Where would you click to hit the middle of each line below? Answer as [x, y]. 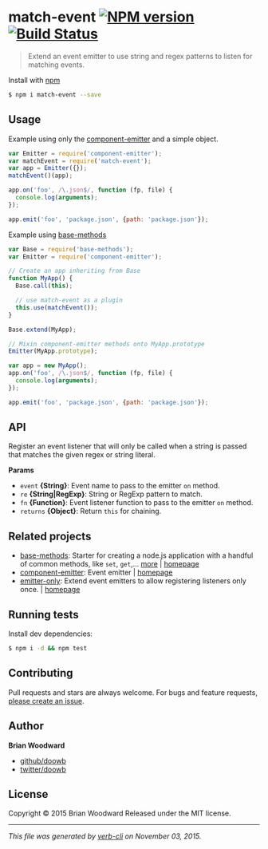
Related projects [50, 536]
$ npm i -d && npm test [48, 649]
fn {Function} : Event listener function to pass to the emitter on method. [136, 503]
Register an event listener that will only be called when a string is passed [128, 446]
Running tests [44, 614]
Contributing [41, 673]
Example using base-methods [57, 235]
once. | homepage [50, 590]
